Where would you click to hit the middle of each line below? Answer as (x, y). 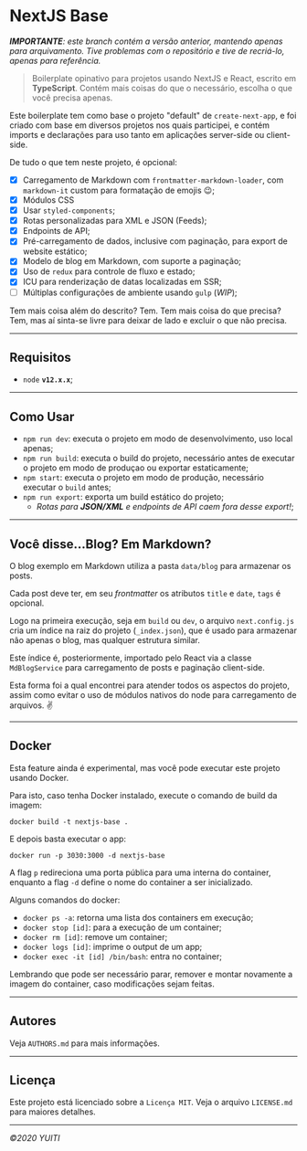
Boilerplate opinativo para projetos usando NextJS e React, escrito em (164, 78)
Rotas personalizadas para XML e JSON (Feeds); (115, 221)
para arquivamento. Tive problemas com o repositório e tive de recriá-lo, (147, 50)
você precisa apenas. (72, 98)
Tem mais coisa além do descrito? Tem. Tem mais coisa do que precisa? (145, 311)
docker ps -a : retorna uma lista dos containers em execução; (138, 917)
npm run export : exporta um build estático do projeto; (123, 497)
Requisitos (40, 357)
